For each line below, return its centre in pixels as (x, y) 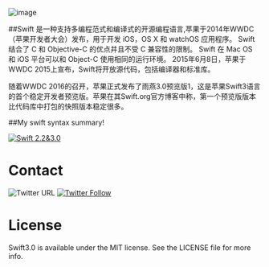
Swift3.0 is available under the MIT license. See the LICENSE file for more (130, 247)
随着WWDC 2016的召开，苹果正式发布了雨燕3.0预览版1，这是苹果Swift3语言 (134, 86)
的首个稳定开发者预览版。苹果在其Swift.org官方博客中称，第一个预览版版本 (132, 96)
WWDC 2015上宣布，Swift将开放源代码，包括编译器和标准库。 (112, 69)
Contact (36, 171)
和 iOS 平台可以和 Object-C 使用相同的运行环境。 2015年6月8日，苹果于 (127, 59)
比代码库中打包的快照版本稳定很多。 (68, 106)
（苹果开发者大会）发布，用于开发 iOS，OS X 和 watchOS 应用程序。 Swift (132, 39)
